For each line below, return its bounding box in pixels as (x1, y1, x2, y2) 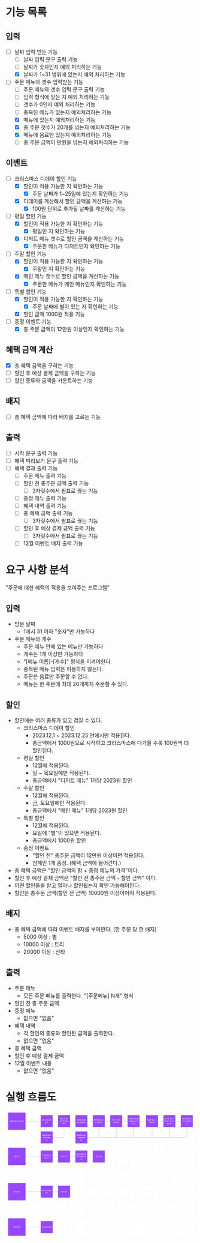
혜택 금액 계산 (5, 345, 53, 355)
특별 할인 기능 (14, 287, 47, 295)
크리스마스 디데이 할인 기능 (14, 175, 77, 182)
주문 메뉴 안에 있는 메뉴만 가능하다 (23, 643, 104, 650)
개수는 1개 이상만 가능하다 (23, 651, 83, 658)
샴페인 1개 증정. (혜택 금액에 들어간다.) (32, 859, 122, 866)
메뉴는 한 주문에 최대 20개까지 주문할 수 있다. (23, 681, 129, 688)
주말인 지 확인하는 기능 (32, 265, 85, 272)
